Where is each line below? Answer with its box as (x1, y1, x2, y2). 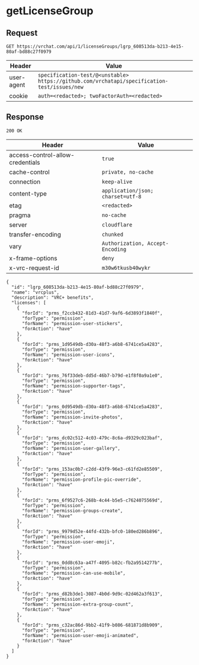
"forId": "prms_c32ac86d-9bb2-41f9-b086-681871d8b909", (21, 622, 163, 628)
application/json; (101, 187, 154, 194)
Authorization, (101, 239, 145, 247)
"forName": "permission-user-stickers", (21, 320, 123, 326)
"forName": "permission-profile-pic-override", (21, 477, 142, 483)
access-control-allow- (9, 150, 75, 159)
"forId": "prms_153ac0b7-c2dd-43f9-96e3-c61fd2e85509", (21, 466, 163, 472)
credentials (9, 158, 40, 166)
